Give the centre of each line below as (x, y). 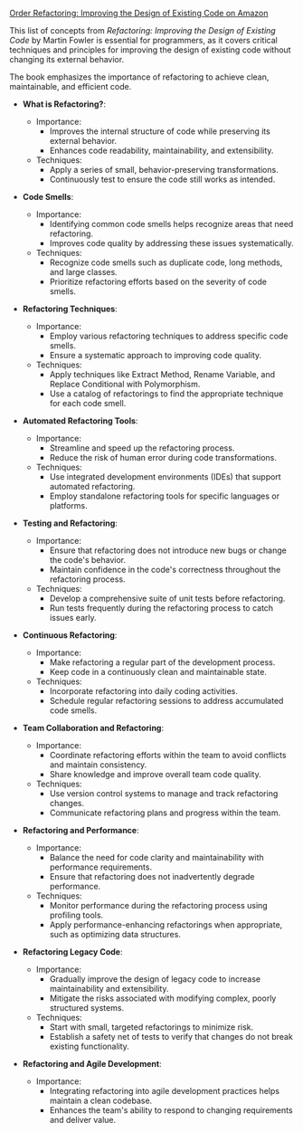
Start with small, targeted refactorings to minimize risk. (151, 1027)
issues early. (73, 618)
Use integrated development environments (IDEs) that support (166, 477)
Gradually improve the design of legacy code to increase (155, 979)
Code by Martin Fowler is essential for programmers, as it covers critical (143, 40)
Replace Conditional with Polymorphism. (125, 384)
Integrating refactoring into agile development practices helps (165, 1091)
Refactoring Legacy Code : (72, 952)
